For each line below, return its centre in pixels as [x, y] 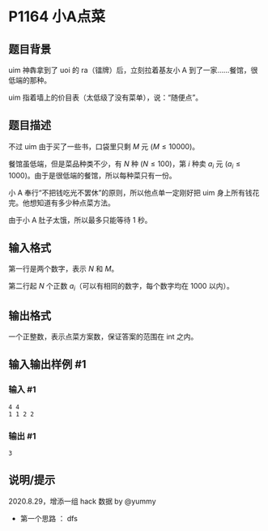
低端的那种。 [30, 80]
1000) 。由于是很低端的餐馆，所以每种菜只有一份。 [92, 175]
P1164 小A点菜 [57, 17]
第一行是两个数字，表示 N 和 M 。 [64, 269]
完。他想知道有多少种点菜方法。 [62, 203]
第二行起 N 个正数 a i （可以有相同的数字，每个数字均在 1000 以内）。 [121, 287]
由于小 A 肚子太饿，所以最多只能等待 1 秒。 [80, 220]
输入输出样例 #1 [47, 364]
